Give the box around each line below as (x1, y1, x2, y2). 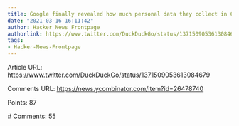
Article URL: (7, 63, 43, 71)
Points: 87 (7, 98, 37, 107)
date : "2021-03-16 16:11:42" (7, 17, 94, 24)
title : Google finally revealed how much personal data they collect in (7, 10, 228, 18)
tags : (7, 37, 23, 44)
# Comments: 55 (7, 112, 56, 120)
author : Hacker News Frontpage (7, 23, 100, 31)
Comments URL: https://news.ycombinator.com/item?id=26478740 (7, 85, 204, 93)
